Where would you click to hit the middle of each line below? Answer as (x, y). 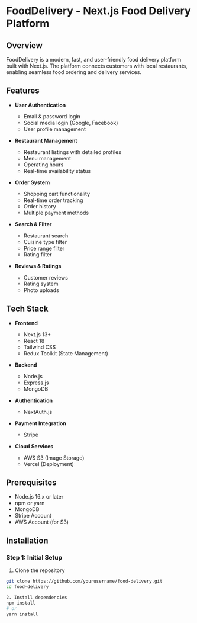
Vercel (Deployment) (49, 464)
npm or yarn (30, 503)
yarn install (22, 614)
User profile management (55, 129)
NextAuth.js (38, 412)
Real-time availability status (57, 171)
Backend (26, 365)
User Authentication (40, 105)
